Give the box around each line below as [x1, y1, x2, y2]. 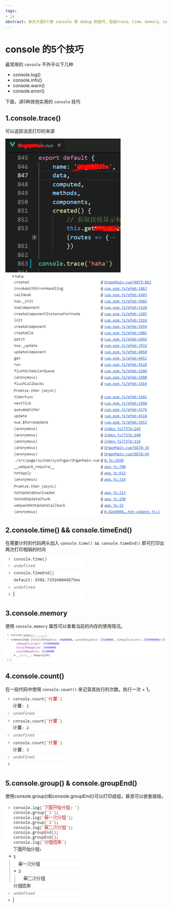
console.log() [12, 72, 41, 78]
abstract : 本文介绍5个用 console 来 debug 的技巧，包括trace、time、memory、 [5, 19, 163, 24]
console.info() [12, 77, 42, 83]
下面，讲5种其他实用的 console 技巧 [5, 99, 81, 105]
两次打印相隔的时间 [5, 547, 46, 553]
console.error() [12, 88, 45, 94]
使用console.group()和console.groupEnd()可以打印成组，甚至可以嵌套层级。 [5, 793, 166, 799]
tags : [5, 8, 17, 13]
